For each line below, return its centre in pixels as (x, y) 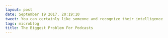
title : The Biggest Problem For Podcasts (49, 28)
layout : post (19, 10)
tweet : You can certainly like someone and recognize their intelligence (84, 19)
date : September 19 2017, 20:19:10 (43, 14)
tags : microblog (22, 23)
